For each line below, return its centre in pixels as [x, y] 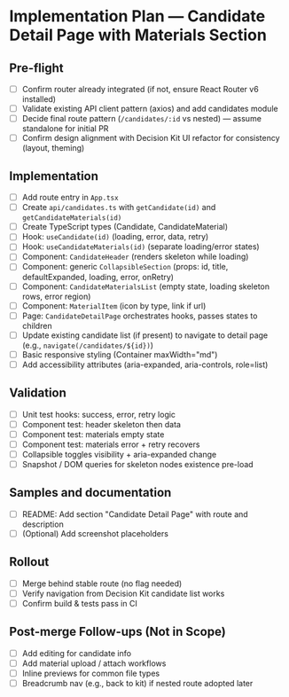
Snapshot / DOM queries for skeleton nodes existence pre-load [138, 464]
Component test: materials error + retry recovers [111, 444]
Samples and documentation [90, 493]
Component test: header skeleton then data [102, 424]
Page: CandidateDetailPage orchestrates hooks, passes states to [140, 316]
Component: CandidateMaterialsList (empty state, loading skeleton [146, 286]
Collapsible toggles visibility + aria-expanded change [119, 454]
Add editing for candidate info [76, 653]
